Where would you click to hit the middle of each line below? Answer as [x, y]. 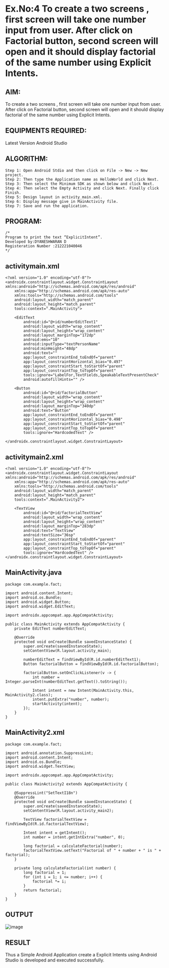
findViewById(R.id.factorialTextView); [47, 824]
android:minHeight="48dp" [51, 349]
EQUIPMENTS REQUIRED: [46, 131]
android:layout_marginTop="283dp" [60, 526]
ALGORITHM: [26, 159]
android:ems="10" [41, 340]
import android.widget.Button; [38, 602]
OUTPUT [19, 915]
